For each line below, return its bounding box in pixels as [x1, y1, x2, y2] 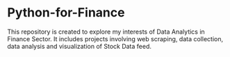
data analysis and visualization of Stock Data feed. [7, 42, 151, 50]
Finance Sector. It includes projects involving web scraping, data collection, [7, 34, 224, 43]
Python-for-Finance [7, 5, 125, 21]
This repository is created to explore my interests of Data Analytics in [7, 27, 205, 36]
